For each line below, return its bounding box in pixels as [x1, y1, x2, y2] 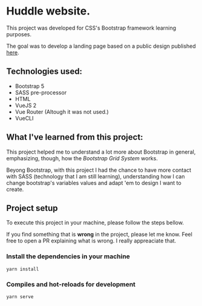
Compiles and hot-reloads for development [6, 280, 136, 288]
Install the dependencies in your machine [6, 252, 130, 261]
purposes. [6, 30, 32, 37]
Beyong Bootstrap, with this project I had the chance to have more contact [6, 166, 192, 174]
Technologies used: [6, 67, 83, 77]
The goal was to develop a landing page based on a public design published [6, 42, 197, 50]
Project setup [6, 203, 59, 213]
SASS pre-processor [15, 89, 67, 96]
